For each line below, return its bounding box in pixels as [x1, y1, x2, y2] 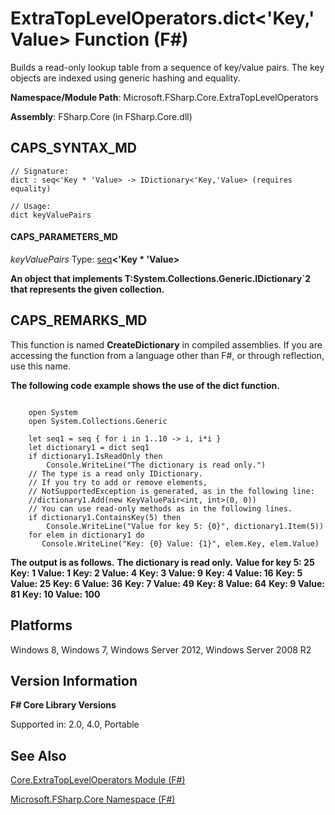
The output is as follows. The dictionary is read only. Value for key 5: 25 [10, 556, 315, 568]
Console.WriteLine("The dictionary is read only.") [46, 460, 267, 470]
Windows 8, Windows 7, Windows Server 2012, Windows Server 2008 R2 [10, 643, 312, 656]
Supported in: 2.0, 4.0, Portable [10, 718, 140, 731]
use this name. [10, 360, 71, 372]
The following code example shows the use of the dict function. [10, 379, 280, 391]
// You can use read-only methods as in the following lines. [28, 503, 293, 514]
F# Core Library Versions [10, 699, 117, 711]
